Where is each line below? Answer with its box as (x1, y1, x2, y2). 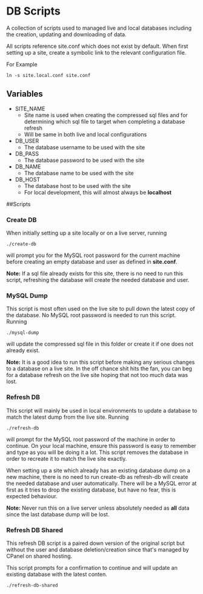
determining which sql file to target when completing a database (24, 118, 185, 125)
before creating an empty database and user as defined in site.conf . (6, 258, 178, 265)
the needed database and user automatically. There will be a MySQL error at (6, 479, 197, 487)
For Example (6, 61, 38, 68)
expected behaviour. (6, 492, 58, 499)
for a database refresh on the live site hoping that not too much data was (6, 372, 188, 379)
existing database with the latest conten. (6, 570, 107, 578)
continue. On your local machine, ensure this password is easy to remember (6, 442, 197, 449)
